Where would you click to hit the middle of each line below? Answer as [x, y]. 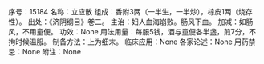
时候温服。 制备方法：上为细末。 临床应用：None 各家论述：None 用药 [132, 42]
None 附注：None [52, 52]
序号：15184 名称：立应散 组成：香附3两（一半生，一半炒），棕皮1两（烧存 [130, 12]
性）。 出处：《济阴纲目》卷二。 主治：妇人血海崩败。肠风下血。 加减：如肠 [131, 22]
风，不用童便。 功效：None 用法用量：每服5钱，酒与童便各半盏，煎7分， [129, 32]
